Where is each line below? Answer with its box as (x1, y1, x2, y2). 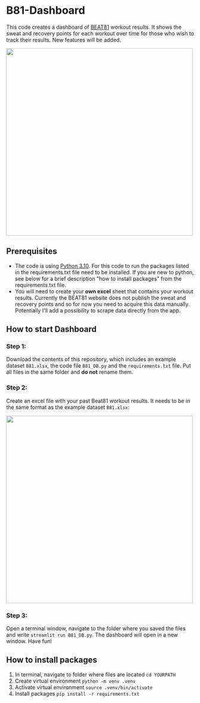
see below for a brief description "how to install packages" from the (14, 275, 182, 282)
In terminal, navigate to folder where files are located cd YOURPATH (14, 671, 176, 678)
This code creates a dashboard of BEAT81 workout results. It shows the (6, 23, 182, 31)
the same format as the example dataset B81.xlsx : (6, 403, 130, 411)
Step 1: (6, 343, 26, 351)
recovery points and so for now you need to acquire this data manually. (14, 301, 190, 308)
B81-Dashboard (6, 4, 85, 17)
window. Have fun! (6, 638, 52, 645)
